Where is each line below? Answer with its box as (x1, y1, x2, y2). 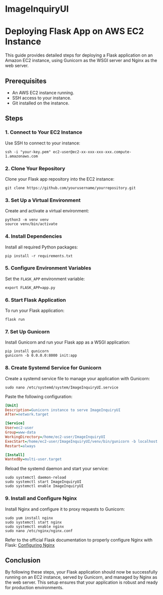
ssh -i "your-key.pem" (5, 149, 51, 154)
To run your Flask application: (5, 308, 65, 313)
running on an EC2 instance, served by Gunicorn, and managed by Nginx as (5, 574, 157, 580)
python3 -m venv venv (5, 217, 49, 223)
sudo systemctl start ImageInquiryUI (5, 479, 82, 484)
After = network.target (5, 412, 49, 417)
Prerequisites (5, 77, 47, 85)
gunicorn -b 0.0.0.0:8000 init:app (5, 353, 77, 358)
